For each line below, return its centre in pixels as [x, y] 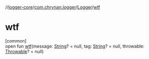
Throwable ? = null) [24, 51]
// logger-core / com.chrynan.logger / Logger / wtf [53, 7]
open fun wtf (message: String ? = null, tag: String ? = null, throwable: [75, 46]
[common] [16, 41]
